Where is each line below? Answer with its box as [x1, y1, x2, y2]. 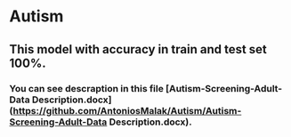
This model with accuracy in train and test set [9, 42, 267, 57]
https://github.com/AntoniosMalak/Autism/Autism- [12, 104, 242, 117]
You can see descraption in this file [9, 82, 165, 94]
